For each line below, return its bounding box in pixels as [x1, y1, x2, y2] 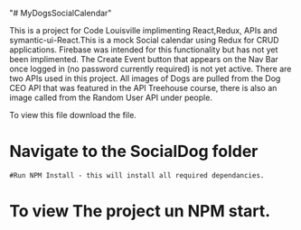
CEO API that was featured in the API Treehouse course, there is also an [9, 83, 277, 93]
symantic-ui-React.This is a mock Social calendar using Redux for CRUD [9, 35, 279, 45]
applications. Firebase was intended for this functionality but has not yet [9, 44, 278, 55]
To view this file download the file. [9, 110, 137, 120]
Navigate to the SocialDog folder [9, 142, 259, 161]
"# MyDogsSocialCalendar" [9, 8, 112, 18]
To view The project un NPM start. [9, 201, 271, 222]
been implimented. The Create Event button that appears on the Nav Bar [9, 54, 278, 64]
